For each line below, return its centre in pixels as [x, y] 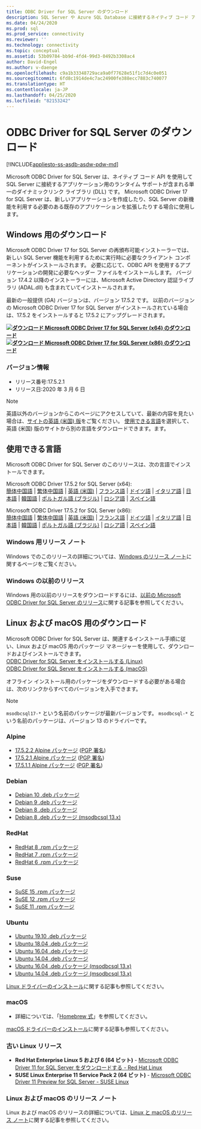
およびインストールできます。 [48, 654]
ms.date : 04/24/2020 [32, 23]
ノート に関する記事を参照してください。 [63, 1120]
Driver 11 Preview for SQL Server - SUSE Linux [72, 1082]
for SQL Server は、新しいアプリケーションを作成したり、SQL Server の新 [98, 199]
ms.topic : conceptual [33, 51]
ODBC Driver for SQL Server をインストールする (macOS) [77, 669]
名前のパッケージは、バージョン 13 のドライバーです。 [83, 720]
